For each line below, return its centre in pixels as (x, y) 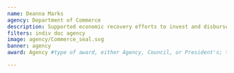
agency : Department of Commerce (54, 20)
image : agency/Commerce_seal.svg (56, 40)
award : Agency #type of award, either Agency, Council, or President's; (115, 53)
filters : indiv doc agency (46, 33)
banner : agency (29, 46)
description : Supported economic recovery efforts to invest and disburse (118, 26)
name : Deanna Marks (36, 14)
